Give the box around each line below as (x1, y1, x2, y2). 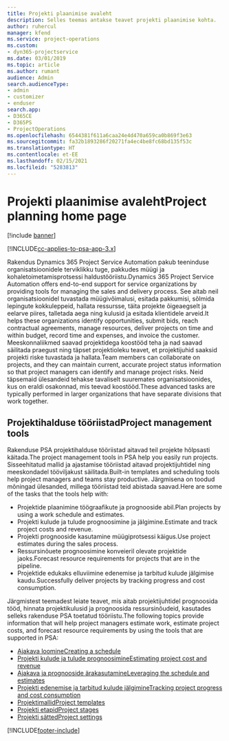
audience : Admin (7, 74, 54, 81)
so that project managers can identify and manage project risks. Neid (7, 367, 204, 376)
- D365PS (7, 119, 32, 126)
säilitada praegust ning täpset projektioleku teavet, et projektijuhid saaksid (7, 345, 218, 354)
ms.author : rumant (7, 68, 60, 74)
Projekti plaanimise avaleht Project (7, 194, 207, 209)
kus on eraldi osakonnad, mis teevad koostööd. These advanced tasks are (7, 382, 215, 390)
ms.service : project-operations (7, 36, 100, 43)
